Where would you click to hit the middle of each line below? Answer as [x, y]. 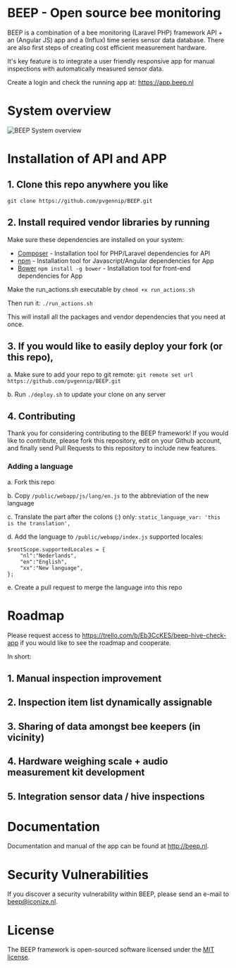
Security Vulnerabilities [78, 875]
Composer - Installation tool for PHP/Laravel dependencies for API [114, 253]
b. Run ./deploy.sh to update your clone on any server [87, 394]
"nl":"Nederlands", [49, 556]
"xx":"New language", [51, 568]
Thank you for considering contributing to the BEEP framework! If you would [118, 433]
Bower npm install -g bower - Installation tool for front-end [104, 268]
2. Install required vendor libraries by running [108, 222]
